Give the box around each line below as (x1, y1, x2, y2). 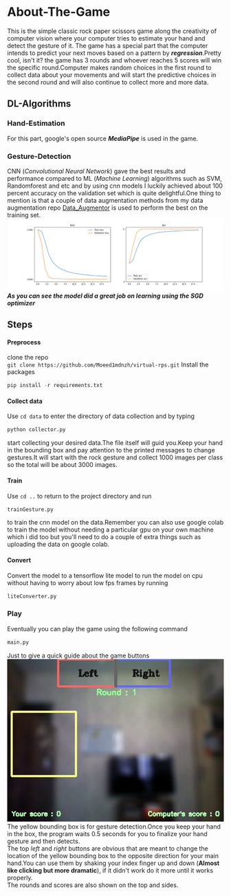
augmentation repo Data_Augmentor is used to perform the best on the (7, 204, 208, 212)
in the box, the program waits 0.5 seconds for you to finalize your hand (7, 829, 208, 838)
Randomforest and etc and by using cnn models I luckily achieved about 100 (7, 182, 223, 190)
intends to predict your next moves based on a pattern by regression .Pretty (7, 49, 221, 57)
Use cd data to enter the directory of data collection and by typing (7, 412, 195, 420)
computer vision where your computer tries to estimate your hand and (7, 34, 206, 42)
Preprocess (7, 338, 41, 346)
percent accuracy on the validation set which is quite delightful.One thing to (7, 188, 221, 197)
